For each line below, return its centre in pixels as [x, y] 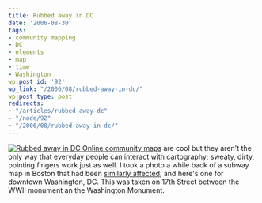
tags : [17, 30]
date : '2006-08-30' [40, 23]
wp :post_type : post [40, 96]
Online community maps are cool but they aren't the [167, 148]
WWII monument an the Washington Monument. [86, 190]
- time [19, 67]
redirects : [26, 103]
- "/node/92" [30, 118]
